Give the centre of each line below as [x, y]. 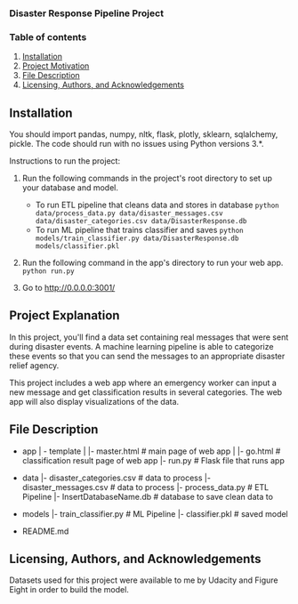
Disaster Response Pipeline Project [87, 13]
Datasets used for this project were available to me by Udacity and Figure [144, 580]
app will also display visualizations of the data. [94, 401]
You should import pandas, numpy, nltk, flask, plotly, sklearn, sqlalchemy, [144, 134]
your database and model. [70, 188]
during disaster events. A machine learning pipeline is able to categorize [141, 346]
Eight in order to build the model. [69, 590]
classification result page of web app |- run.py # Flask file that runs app [153, 460]
